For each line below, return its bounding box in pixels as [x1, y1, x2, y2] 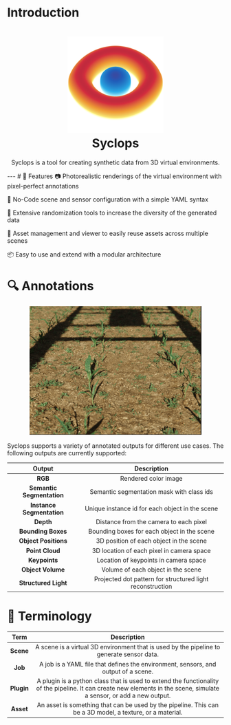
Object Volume [21, 565, 65, 574]
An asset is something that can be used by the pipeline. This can [36, 701, 219, 709]
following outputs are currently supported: [7, 449, 127, 457]
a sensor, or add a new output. [85, 691, 171, 700]
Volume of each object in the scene [101, 565, 201, 574]
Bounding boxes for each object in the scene [88, 528, 215, 536]
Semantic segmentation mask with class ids [89, 487, 213, 496]
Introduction [7, 5, 80, 21]
